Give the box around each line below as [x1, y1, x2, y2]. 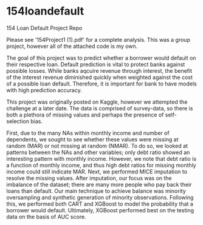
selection [6, 117, 29, 125]
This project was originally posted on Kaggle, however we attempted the [6, 98, 188, 106]
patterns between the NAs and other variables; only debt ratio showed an [6, 149, 190, 156]
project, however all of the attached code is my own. [6, 42, 138, 50]
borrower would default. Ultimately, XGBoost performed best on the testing [6, 206, 194, 213]
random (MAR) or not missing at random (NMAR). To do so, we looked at [6, 142, 188, 149]
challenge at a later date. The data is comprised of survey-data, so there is [6, 104, 193, 112]
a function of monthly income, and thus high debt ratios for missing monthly [6, 161, 196, 169]
